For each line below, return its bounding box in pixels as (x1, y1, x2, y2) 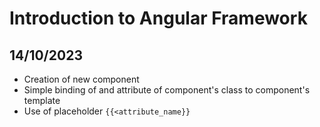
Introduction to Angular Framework (9, 7, 308, 30)
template (23, 95, 61, 106)
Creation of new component (23, 73, 140, 85)
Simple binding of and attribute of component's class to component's (23, 84, 311, 96)
